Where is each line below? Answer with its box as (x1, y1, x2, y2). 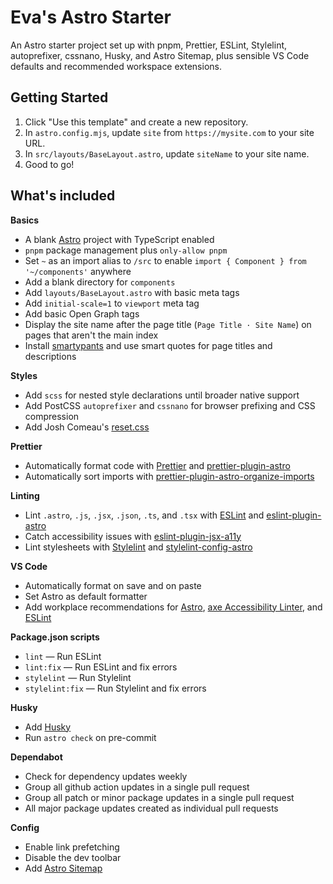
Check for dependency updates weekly (24, 770, 188, 782)
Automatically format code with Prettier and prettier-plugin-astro (24, 459, 291, 471)
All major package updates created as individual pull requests (24, 802, 279, 814)
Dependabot (10, 751, 63, 763)
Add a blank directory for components (24, 276, 176, 288)
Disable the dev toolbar (24, 851, 122, 863)
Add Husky (24, 721, 72, 733)
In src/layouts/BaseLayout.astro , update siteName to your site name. (24, 147, 310, 160)
